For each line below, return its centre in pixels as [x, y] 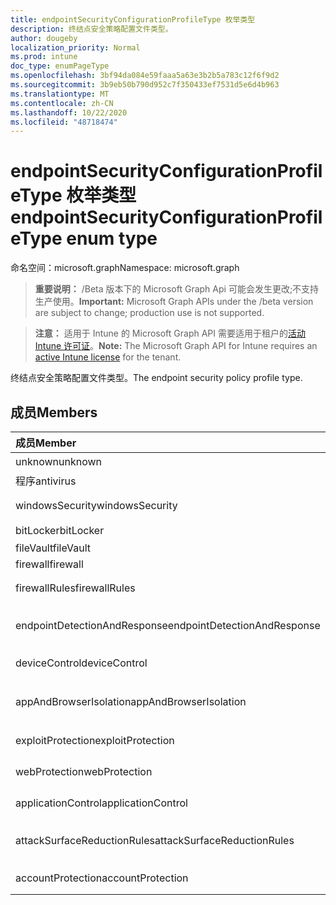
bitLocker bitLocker [60, 530]
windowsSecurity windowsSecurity [96, 505]
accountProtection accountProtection [102, 878]
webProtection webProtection [84, 771]
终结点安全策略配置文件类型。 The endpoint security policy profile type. [156, 378]
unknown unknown [58, 461]
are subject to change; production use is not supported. [149, 313]
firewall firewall [49, 564]
